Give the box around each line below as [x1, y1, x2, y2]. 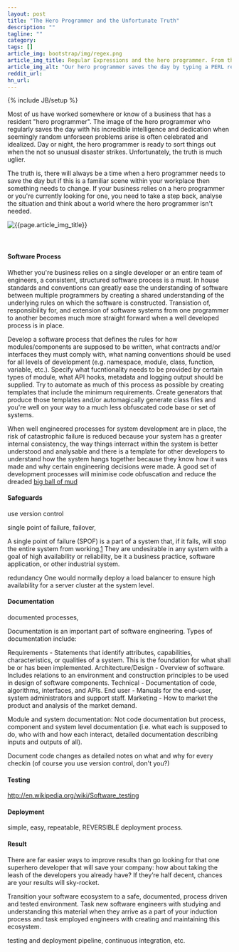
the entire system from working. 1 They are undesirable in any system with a [7, 544, 228, 553]
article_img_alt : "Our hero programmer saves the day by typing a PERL [7, 63, 224, 70]
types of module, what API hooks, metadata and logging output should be [7, 372, 224, 381]
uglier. [7, 155, 26, 164]
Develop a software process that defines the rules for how [7, 335, 178, 343]
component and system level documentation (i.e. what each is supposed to [7, 722, 228, 731]
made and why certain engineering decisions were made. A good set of [7, 462, 217, 471]
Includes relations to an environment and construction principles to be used [7, 671, 229, 679]
